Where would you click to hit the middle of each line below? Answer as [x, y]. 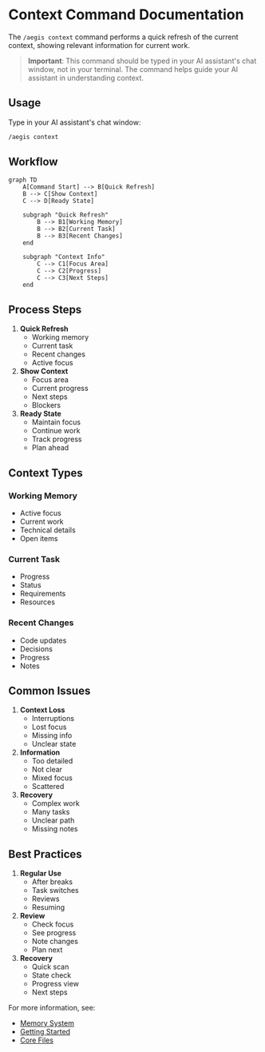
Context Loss [42, 710]
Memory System [47, 1023]
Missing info [52, 735]
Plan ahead [50, 448]
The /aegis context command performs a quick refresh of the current [123, 37]
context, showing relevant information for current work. [99, 45]
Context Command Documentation [126, 15]
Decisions [36, 648]
